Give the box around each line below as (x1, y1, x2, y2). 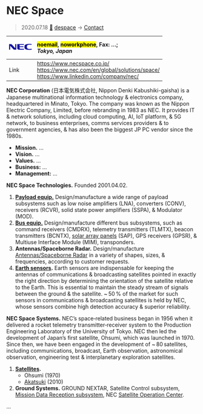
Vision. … (15, 151, 40, 158)
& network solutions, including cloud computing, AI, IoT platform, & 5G (6, 113, 182, 120)
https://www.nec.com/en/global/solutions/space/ (37, 66, 160, 73)
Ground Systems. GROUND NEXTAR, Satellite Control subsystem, (15, 385, 180, 392)
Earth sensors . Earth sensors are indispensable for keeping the (15, 265, 175, 272)
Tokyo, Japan (37, 47, 73, 55)
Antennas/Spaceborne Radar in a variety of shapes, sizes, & (15, 251, 165, 259)
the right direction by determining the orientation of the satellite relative (15, 277, 193, 285)
